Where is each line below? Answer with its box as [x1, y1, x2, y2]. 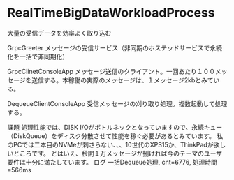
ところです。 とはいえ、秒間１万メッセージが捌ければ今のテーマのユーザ [13, 149, 222, 158]
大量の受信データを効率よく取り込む [7, 29, 112, 37]
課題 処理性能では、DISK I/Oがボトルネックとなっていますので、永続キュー [7, 123, 222, 131]
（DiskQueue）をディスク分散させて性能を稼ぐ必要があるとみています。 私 [7, 131, 224, 140]
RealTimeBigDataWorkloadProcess [7, 5, 215, 21]
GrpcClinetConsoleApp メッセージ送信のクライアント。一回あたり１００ [7, 67, 215, 75]
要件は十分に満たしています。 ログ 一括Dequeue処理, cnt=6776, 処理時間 [7, 158, 218, 166]
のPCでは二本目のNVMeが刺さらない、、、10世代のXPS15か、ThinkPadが [7, 140, 214, 149]
